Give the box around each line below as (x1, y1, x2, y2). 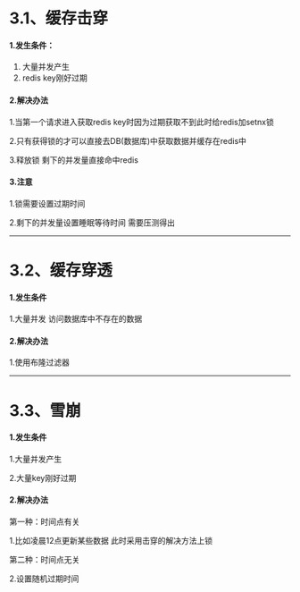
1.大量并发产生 (9, 453, 62, 464)
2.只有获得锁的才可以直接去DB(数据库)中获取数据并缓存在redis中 (9, 135, 247, 146)
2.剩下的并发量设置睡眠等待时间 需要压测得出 (9, 216, 176, 228)
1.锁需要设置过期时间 (9, 198, 86, 208)
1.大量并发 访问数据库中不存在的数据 (9, 314, 143, 325)
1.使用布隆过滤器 (9, 357, 70, 368)
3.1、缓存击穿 (9, 8, 109, 29)
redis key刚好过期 (21, 72, 87, 83)
